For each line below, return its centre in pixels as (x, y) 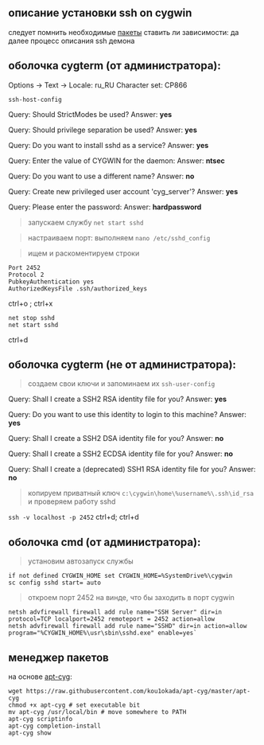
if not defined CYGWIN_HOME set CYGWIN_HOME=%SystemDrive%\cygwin (120, 576)
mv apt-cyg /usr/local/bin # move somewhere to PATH (97, 712)
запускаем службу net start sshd (85, 222)
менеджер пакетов (58, 657)
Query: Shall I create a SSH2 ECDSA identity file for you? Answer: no (120, 454)
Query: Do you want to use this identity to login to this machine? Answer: (127, 415)
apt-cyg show (30, 733)
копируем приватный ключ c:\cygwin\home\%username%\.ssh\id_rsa (141, 493)
